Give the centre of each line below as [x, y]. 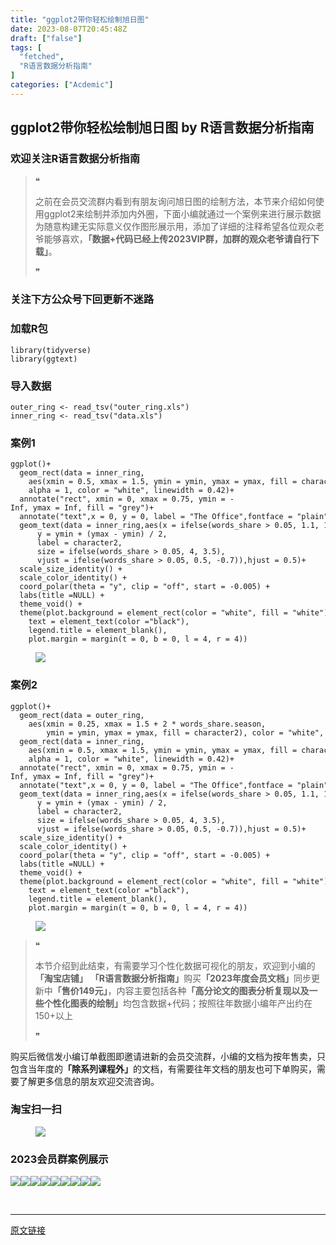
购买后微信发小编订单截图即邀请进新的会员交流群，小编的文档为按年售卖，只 [168, 1056]
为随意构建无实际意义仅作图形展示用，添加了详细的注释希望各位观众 [175, 227]
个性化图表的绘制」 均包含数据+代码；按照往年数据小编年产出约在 [178, 1003]
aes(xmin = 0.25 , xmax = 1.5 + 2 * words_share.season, [147, 724]
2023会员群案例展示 [59, 1159]
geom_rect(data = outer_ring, [82, 715]
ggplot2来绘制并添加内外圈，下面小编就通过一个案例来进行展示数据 [182, 214]
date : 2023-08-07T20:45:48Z [69, 29]
